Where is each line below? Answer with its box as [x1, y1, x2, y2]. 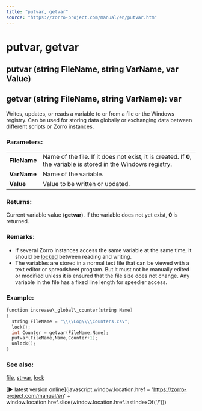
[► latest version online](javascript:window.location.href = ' [6, 386, 154, 393]
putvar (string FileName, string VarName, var [6, 64, 179, 75]
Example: [6, 293, 34, 301]
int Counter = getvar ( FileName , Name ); [11, 329, 109, 336]
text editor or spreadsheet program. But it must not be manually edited [14, 265, 190, 273]
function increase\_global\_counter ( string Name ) [6, 307, 133, 314]
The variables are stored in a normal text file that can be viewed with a [14, 259, 189, 267]
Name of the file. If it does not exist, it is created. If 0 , [43, 153, 192, 161]
